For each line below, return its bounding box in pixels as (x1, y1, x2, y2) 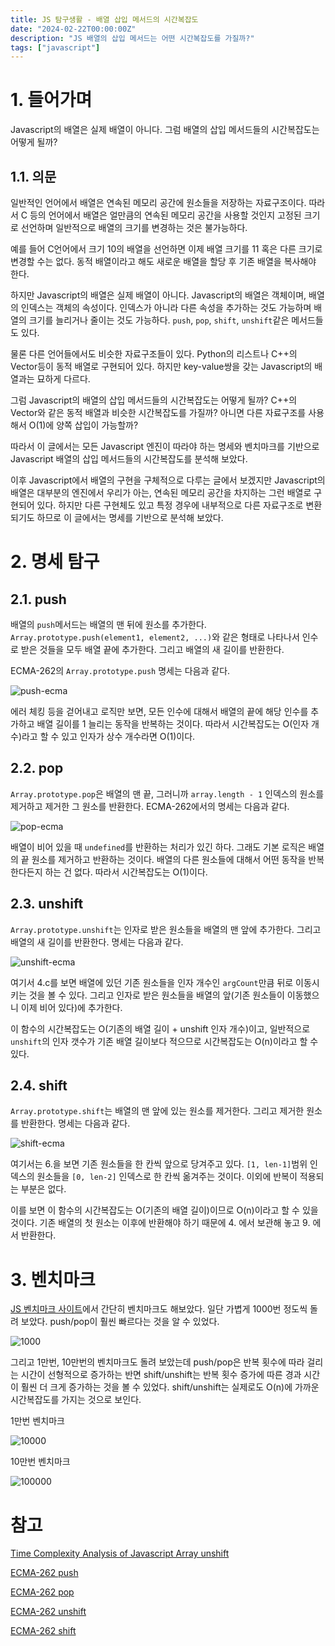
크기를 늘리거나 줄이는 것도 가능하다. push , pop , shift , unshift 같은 (28, 314, 290, 326)
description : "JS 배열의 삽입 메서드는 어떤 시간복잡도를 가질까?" (10, 33, 255, 43)
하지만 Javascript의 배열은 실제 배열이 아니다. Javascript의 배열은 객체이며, (10, 289, 307, 301)
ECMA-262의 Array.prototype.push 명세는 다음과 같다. (10, 665, 231, 676)
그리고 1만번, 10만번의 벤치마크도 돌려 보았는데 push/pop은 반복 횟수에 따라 (10, 1356, 305, 1368)
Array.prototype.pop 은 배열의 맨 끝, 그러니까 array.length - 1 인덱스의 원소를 (10, 787, 325, 800)
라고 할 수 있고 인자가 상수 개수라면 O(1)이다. (21, 731, 196, 742)
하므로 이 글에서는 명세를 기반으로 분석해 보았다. (36, 512, 224, 523)
